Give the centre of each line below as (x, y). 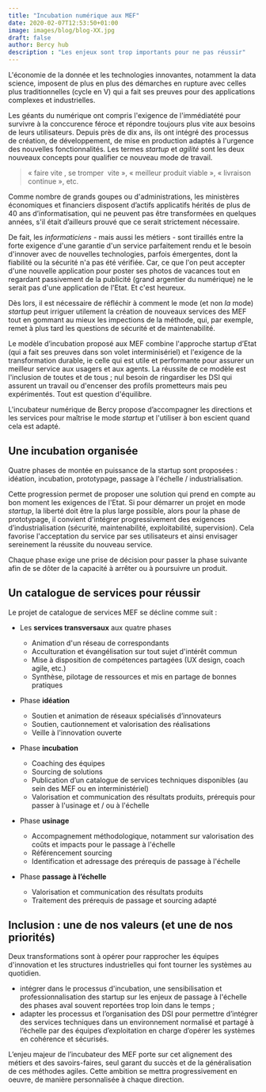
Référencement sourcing (72, 853)
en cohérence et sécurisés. (64, 1039)
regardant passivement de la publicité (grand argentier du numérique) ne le (131, 279)
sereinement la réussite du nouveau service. (80, 544)
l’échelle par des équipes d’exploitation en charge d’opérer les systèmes (137, 1031)
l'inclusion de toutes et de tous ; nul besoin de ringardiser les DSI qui (120, 377)
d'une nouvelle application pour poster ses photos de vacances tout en (124, 271)
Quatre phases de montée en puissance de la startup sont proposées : (123, 470)
